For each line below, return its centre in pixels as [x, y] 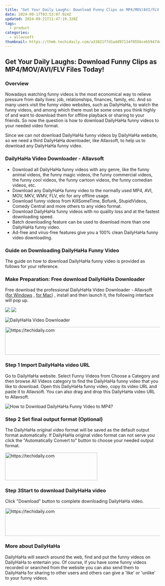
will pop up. [17, 300]
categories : [17, 33]
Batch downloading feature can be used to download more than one [81, 222]
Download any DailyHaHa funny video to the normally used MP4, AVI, [82, 190]
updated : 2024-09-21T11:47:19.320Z [41, 19]
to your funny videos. [27, 578]
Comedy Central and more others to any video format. [67, 206]
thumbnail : [16, 42]
